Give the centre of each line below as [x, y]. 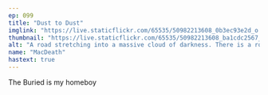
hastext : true [32, 60]
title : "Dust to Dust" [46, 23]
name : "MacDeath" [37, 52]
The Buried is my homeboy [53, 82]
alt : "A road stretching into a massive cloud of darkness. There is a [130, 45]
